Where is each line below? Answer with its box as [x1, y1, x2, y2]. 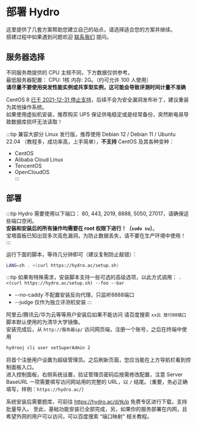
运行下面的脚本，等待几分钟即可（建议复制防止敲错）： [6, 250, 137, 257]
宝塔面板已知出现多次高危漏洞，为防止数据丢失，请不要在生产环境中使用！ [6, 232, 186, 239]
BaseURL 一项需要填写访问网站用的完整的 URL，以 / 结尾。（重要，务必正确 [6, 379, 188, 386]
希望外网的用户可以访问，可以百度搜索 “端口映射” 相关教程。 [6, 413, 152, 420]
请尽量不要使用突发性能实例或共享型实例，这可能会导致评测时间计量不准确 [6, 83, 186, 91]
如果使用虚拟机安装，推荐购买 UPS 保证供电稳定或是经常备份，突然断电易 [6, 111, 184, 118]
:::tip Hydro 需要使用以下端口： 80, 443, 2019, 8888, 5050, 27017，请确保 [6, 210, 184, 217]
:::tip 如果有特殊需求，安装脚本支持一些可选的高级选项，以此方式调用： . [6, 274, 182, 281]
